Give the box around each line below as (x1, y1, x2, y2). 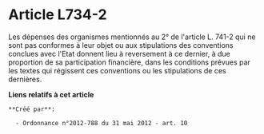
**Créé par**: (8, 105, 56, 113)
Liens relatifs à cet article (8, 89, 94, 99)
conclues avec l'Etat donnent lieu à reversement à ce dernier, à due (8, 49, 230, 58)
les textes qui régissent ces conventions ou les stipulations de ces (8, 65, 226, 75)
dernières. (8, 74, 42, 84)
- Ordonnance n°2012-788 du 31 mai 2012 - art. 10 (15, 119, 188, 127)
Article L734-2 (8, 6, 107, 24)
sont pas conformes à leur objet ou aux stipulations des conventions (8, 40, 234, 49)
